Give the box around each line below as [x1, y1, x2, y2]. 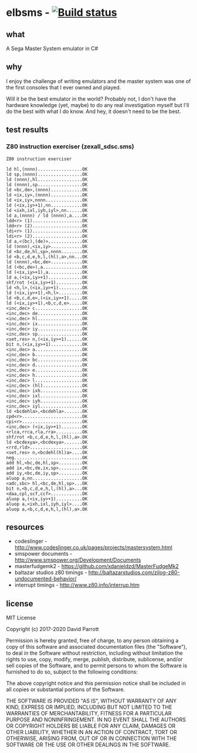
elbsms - [6, 6, 50, 19]
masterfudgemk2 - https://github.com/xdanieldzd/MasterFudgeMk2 [14, 563, 179, 570]
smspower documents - [14, 550, 73, 558]
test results [6, 125, 49, 135]
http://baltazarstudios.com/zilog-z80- [88, 569, 180, 576]
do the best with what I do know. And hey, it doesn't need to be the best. [6, 108, 181, 115]
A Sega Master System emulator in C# [6, 45, 98, 52]
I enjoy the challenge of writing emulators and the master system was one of [6, 77, 191, 85]
